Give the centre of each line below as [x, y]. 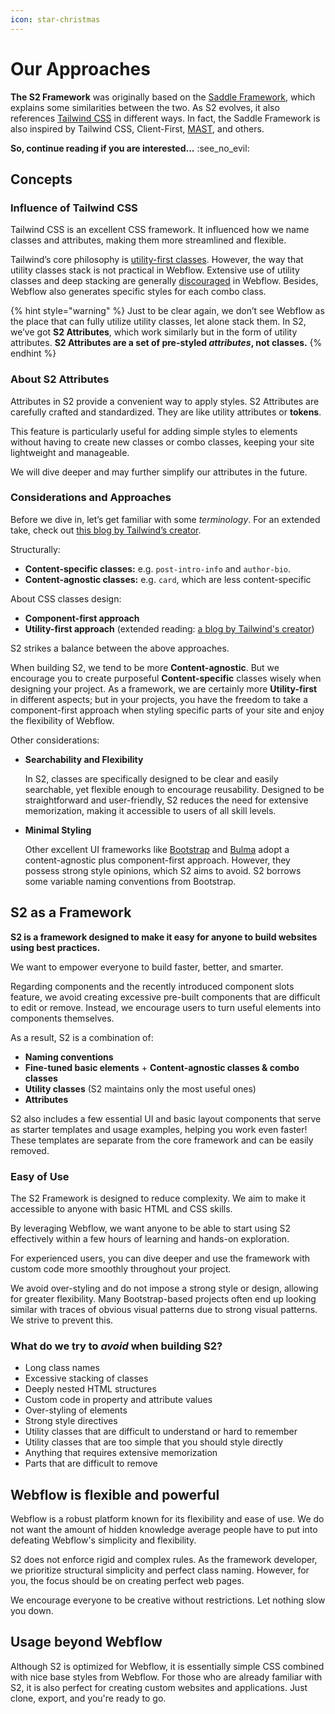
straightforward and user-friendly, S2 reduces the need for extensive [166, 800]
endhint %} [33, 353]
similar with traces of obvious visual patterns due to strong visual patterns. [164, 1309]
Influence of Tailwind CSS [74, 208]
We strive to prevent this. [62, 1320]
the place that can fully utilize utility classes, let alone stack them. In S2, [158, 322]
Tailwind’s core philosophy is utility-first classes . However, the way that [157, 260]
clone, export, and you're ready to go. [88, 1698]
